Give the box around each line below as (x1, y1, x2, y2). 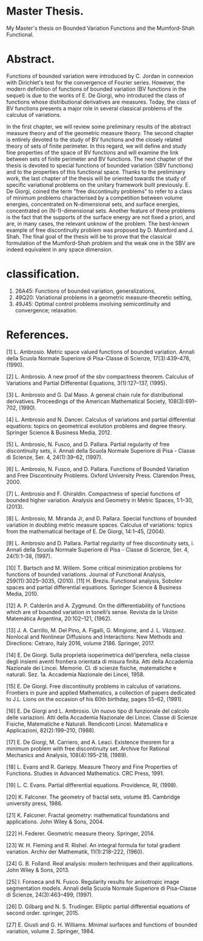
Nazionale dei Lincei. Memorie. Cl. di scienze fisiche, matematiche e (6, 664, 177, 671)
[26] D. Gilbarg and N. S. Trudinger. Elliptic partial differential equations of (6, 903, 190, 910)
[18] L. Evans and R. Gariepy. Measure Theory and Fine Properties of (6, 763, 178, 771)
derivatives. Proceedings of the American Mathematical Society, (6, 397, 167, 405)
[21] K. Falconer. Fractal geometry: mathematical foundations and (6, 811, 170, 819)
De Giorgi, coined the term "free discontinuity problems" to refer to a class (6, 187, 192, 195)
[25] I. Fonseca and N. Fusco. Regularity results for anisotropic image (6, 878, 180, 885)
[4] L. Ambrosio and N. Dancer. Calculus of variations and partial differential (6, 416, 196, 423)
